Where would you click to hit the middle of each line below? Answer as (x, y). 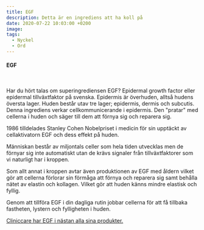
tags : (13, 35)
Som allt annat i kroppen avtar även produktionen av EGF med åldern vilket (100, 172)
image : (15, 29)
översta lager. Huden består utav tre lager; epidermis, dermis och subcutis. (100, 103)
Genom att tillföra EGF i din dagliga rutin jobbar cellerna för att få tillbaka (97, 203)
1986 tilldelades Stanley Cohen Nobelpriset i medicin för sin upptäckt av (97, 128)
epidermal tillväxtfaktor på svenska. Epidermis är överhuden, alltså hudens (100, 97)
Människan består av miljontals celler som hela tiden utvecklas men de (95, 147)
